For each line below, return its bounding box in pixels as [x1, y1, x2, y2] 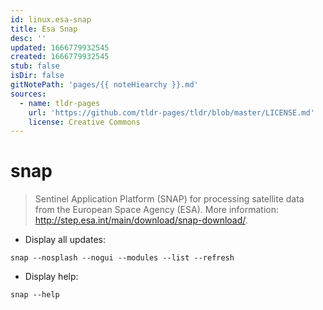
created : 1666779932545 [10, 52, 110, 62]
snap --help [10, 290, 60, 300]
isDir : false [10, 71, 65, 81]
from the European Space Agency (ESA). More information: [34, 204, 280, 216]
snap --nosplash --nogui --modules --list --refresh [10, 253, 235, 263]
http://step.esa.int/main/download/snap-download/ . [34, 214, 248, 226]
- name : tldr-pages [19, 98, 101, 108]
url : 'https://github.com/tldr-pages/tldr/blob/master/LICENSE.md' [28, 107, 315, 118]
